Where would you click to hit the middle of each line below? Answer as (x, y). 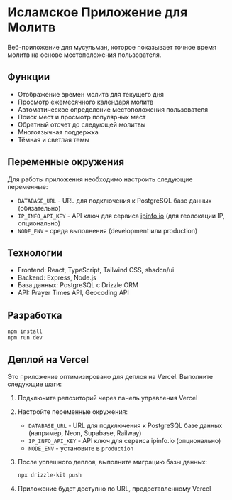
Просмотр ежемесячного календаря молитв (85, 102)
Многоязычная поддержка (58, 132)
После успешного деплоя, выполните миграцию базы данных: (112, 462)
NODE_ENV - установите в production (81, 448)
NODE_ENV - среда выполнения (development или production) (107, 230)
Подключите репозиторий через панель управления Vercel (107, 398)
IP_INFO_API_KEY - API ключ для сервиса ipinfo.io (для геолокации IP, (121, 216)
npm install (25, 331)
